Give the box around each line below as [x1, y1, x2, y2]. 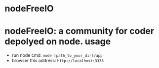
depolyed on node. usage [4, 36, 111, 47]
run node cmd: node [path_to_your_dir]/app [11, 52, 103, 58]
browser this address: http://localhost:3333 [11, 58, 104, 64]
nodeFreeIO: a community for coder [4, 26, 154, 37]
